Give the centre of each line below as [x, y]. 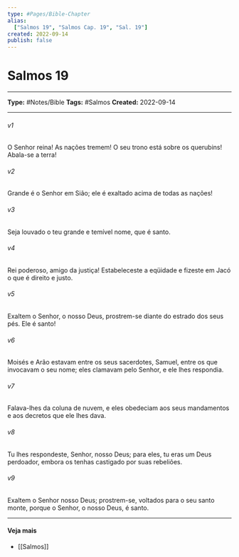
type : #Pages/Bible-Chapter [49, 14]
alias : [17, 21]
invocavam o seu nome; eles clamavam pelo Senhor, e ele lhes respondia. [116, 370]
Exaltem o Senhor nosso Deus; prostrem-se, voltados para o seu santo [111, 500]
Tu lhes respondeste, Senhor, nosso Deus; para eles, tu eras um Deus [110, 454]
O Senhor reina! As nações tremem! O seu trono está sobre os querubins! [115, 148]
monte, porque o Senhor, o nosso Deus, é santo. [78, 508]
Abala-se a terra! [32, 155]
